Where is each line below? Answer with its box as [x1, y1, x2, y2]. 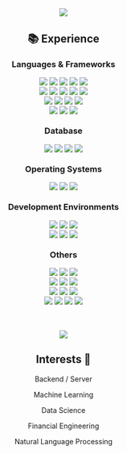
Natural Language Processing [14, 436, 113, 446]
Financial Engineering [27, 421, 100, 431]
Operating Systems [24, 163, 103, 174]
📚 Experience [27, 32, 100, 45]
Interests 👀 [35, 352, 92, 366]
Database [44, 125, 83, 136]
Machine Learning [33, 389, 94, 399]
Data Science [41, 405, 86, 414]
